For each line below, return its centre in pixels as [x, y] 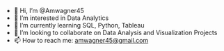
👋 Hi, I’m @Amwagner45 [49, 11]
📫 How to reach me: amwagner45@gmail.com [81, 40]
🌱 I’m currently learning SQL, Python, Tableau [79, 25]
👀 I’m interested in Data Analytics [61, 18]
